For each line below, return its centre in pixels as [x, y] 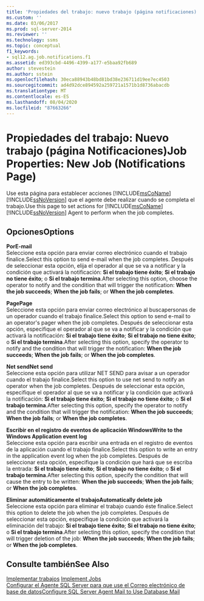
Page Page [19, 304]
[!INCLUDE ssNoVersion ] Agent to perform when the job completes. [90, 212]
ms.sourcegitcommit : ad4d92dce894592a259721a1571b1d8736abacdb [88, 86]
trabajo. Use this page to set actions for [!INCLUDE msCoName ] [85, 206]
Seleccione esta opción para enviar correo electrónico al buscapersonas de [101, 310]
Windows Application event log [46, 436]
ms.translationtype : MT [36, 91]
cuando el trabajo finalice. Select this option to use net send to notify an [96, 379]
